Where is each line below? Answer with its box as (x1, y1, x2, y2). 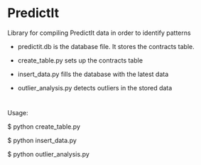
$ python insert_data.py (7, 137, 77, 145)
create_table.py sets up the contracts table (17, 55, 143, 65)
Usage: (7, 109, 28, 117)
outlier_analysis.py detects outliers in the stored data (17, 83, 173, 92)
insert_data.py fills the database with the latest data (17, 70, 169, 78)
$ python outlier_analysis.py (7, 150, 90, 159)
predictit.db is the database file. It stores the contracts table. (17, 42, 195, 50)
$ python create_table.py (7, 122, 80, 131)
